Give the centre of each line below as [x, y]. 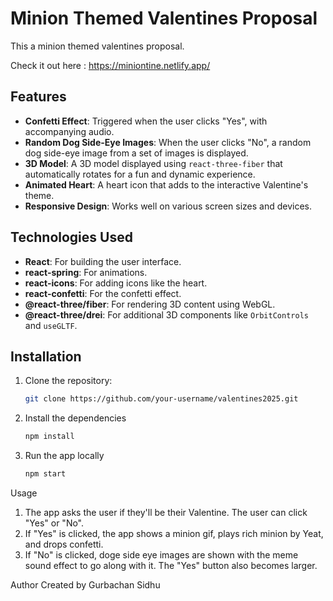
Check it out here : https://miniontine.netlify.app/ [110, 65]
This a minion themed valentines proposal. [97, 46]
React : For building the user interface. [103, 261]
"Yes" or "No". [54, 523]
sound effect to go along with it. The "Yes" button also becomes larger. [171, 565]
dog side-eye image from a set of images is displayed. [136, 153]
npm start [45, 474]
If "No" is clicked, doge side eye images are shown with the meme [161, 555]
